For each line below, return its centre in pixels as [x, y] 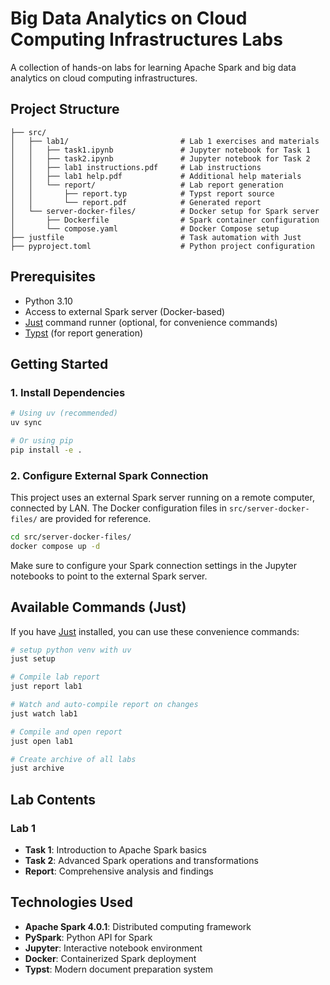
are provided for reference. [95, 519]
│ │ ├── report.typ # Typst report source [142, 193]
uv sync [26, 423]
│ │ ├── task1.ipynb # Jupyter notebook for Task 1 [160, 150]
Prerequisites [53, 277]
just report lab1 [46, 687]
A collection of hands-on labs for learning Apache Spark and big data [153, 67]
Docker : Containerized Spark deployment [110, 958]
